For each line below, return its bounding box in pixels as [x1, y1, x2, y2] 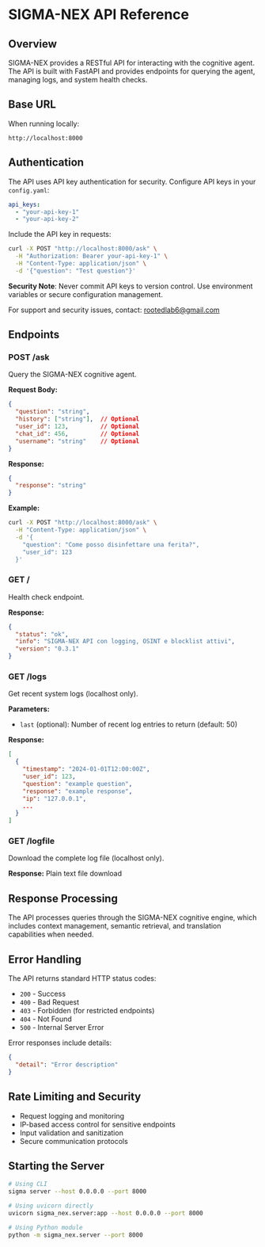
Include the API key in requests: [8, 230, 112, 239]
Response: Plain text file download [8, 869, 123, 879]
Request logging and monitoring [19, 1111, 125, 1120]
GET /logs [8, 671, 47, 682]
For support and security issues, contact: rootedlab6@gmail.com [8, 305, 220, 315]
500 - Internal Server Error [19, 1023, 104, 1032]
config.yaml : [8, 185, 50, 195]
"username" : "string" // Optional [15, 437, 140, 445]
